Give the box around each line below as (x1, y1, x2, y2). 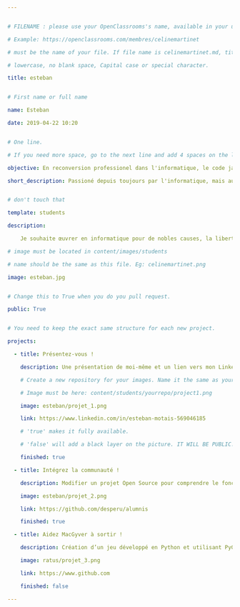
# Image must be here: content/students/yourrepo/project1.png (20, 389, 213, 396)
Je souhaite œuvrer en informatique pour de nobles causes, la (20, 235, 213, 242)
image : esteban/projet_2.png (20, 492, 107, 500)
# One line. (7, 139, 43, 146)
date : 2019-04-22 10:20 (7, 119, 79, 126)
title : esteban (7, 74, 53, 82)
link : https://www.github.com (20, 569, 111, 577)
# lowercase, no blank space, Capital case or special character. (7, 61, 209, 69)
